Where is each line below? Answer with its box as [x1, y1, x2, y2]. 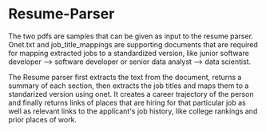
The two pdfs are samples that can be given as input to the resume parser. [8, 31, 254, 41]
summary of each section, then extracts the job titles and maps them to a [8, 81, 249, 90]
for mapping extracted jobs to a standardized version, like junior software [8, 48, 249, 58]
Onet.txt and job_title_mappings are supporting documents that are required [8, 39, 258, 49]
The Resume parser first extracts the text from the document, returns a [8, 72, 242, 82]
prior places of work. [8, 114, 77, 124]
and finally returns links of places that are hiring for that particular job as [8, 98, 246, 107]
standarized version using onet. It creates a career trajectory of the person [8, 89, 254, 98]
